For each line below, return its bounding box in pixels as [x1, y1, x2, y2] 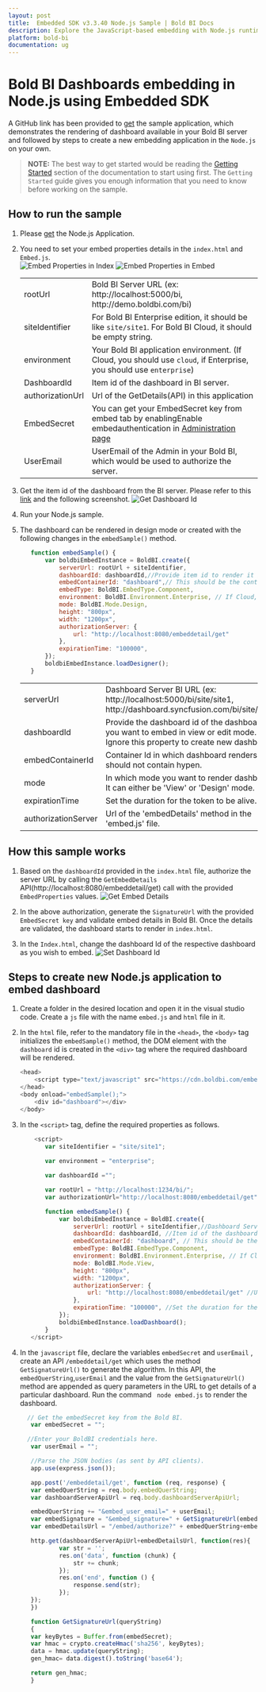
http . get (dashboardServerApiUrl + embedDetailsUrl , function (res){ [30, 1537, 251, 1545]
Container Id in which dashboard [105, 749, 227, 760]
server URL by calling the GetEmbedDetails [19, 875, 158, 884]
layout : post [8, 11, 51, 20]
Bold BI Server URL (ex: [91, 279, 179, 290]
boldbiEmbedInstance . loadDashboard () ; [59, 1318, 188, 1327]
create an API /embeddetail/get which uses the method [19, 1356, 201, 1366]
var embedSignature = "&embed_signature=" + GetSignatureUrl [30, 1515, 237, 1524]
